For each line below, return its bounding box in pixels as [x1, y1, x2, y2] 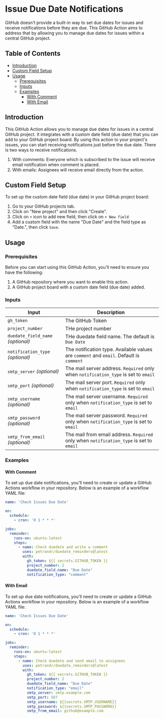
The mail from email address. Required [65, 431, 153, 438]
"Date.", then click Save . [12, 224, 60, 230]
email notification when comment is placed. [12, 162, 100, 168]
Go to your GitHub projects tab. [12, 203, 75, 209]
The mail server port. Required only [65, 379, 145, 386]
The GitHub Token [65, 317, 107, 324]
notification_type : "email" [26, 686, 84, 691]
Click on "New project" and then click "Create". [12, 209, 107, 215]
